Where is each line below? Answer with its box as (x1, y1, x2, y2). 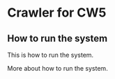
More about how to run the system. (7, 64, 108, 72)
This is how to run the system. (7, 51, 94, 59)
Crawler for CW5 (7, 5, 107, 21)
